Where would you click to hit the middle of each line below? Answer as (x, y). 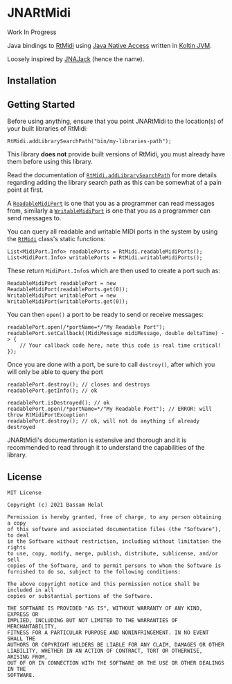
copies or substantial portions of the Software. (80, 596)
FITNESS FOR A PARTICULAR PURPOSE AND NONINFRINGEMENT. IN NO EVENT (108, 633)
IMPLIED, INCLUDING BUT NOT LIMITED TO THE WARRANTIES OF (92, 620)
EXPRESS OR (23, 614)
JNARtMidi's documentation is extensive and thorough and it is (97, 440)
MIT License (24, 492)
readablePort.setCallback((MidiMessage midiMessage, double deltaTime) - (116, 334)
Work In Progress (32, 32)
